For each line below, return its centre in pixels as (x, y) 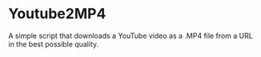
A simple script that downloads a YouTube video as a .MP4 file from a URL (131, 36)
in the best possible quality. (54, 44)
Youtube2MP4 (57, 14)
